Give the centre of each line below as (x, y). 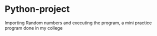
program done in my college (34, 28)
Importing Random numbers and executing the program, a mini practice (78, 23)
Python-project (37, 9)
